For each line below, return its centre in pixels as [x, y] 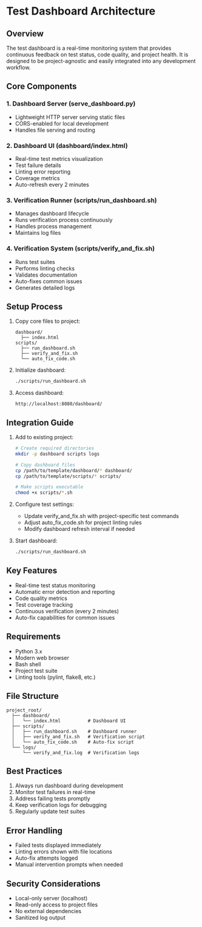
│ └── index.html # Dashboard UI [69, 721]
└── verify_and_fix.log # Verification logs [81, 753]
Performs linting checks [45, 268]
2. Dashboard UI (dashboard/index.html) [67, 146]
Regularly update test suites [50, 812]
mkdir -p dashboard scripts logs [57, 454]
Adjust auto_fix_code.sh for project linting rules [83, 522]
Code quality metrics [41, 598]
